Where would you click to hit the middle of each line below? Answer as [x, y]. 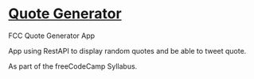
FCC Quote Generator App [52, 36]
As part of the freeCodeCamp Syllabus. [73, 66]
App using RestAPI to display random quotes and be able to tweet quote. [127, 51]
